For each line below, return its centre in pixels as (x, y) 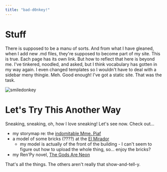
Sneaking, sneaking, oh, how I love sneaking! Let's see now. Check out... (80, 124)
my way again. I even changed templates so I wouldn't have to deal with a (81, 69)
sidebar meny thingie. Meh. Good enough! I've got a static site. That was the (83, 75)
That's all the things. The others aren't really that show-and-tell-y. (73, 164)
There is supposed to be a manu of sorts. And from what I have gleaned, (80, 48)
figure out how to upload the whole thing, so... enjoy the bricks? (85, 149)
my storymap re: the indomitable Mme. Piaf (57, 133)
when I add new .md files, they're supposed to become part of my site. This (83, 53)
